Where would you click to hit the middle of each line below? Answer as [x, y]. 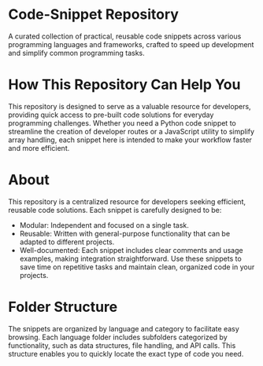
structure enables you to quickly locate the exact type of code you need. [126, 353]
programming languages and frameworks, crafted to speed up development [131, 44]
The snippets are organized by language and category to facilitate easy [124, 328]
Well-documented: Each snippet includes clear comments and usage [131, 250]
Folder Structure [63, 307]
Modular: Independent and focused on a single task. [104, 225]
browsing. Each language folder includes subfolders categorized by [118, 337]
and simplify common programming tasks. [76, 53]
